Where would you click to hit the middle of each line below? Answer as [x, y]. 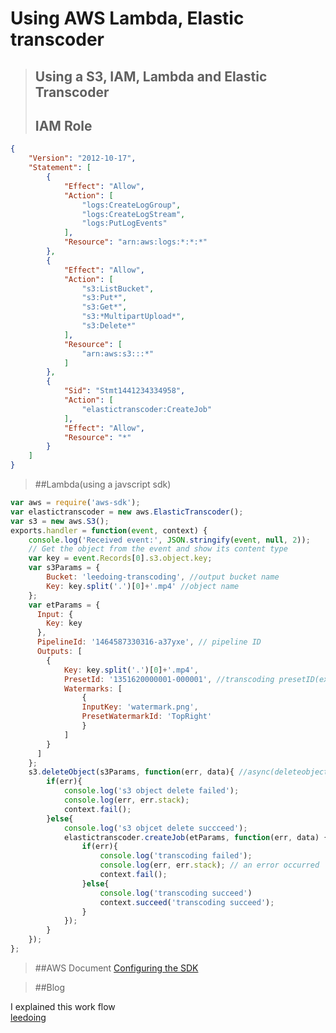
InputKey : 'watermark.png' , [140, 707]
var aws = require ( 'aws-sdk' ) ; [75, 503]
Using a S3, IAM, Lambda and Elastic [151, 76]
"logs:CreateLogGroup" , [131, 205]
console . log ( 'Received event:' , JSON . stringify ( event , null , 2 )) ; [169, 540]
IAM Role [63, 125]
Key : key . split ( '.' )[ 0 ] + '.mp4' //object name [143, 586]
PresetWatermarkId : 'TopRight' [147, 717]
